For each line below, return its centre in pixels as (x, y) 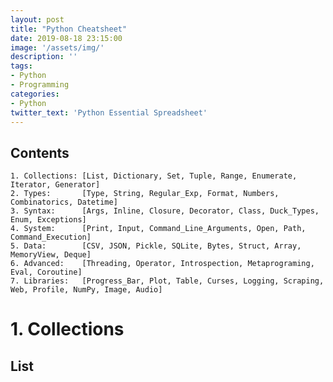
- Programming (40, 85)
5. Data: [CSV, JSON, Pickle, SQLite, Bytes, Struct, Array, (156, 246)
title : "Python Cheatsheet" (69, 29)
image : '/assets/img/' (57, 47)
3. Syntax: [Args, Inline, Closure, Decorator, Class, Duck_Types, (165, 211)
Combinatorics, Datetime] (64, 202)
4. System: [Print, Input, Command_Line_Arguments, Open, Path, (158, 229)
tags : (21, 66)
